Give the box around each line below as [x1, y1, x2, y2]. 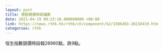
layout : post [5, 7, 33, 12]
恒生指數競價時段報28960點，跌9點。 [5, 40, 84, 46]
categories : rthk [5, 26, 42, 31]
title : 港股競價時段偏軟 [5, 12, 51, 17]
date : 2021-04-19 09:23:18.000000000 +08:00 [5, 16, 100, 21]
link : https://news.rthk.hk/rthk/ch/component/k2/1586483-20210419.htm [5, 21, 158, 26]
